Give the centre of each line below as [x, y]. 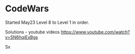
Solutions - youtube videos [33, 32]
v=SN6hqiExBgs [22, 37]
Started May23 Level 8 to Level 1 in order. [47, 22]
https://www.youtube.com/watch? [95, 32]
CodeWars [27, 9]
